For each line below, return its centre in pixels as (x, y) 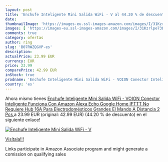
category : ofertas (24, 38)
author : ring (19, 42)
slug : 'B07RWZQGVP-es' (29, 47)
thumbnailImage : (22, 24)
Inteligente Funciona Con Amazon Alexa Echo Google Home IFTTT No (77, 103)
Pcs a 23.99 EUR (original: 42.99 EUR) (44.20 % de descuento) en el (76, 114)
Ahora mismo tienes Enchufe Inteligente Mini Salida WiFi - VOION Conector (82, 98)
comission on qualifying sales (36, 154)
